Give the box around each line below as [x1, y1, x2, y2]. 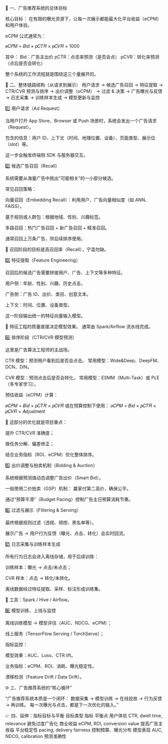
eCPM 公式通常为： [5, 33, 46, 39]
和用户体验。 [5, 22, 32, 28]
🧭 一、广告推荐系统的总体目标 [5, 5, 68, 11]
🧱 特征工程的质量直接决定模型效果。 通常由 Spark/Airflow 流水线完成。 [5, 324, 153, 329]
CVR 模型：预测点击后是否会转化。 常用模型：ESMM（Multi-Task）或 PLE [5, 375, 160, 381]
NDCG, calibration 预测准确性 [5, 733, 67, 739]
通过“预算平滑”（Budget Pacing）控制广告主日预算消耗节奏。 [5, 497, 133, 502]
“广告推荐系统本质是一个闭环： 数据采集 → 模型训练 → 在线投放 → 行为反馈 [5, 696, 162, 701]
